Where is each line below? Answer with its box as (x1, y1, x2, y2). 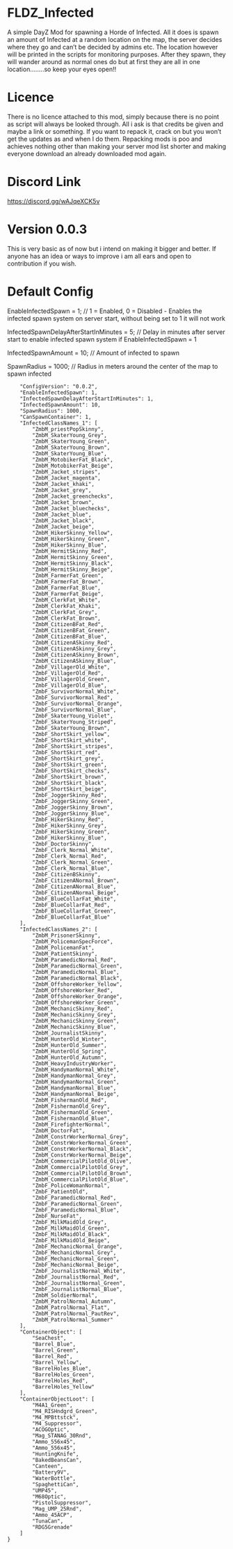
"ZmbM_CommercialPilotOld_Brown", (32, 1170, 132, 1177)
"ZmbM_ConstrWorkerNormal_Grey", (32, 1133, 129, 1140)
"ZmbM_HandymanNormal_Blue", (32, 1084, 117, 1092)
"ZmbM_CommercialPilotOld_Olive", (32, 1157, 132, 1165)
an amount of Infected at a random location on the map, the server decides (7, 35, 223, 43)
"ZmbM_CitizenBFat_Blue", (32, 633, 108, 640)
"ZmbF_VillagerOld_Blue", (32, 682, 108, 689)
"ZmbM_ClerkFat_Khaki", (32, 602, 101, 609)
